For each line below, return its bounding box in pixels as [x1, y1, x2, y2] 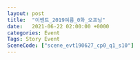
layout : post [7, 10, 45, 17]
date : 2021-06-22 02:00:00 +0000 [7, 23, 110, 30]
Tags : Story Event [7, 36, 60, 43]
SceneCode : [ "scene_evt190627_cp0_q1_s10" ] [7, 42, 134, 49]
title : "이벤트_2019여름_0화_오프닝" [7, 17, 106, 23]
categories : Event [7, 29, 60, 37]
